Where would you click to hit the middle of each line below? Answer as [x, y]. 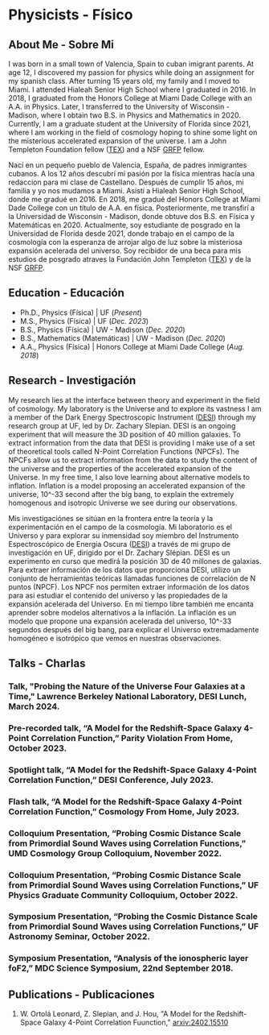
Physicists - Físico [71, 15]
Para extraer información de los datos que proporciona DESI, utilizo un [125, 569]
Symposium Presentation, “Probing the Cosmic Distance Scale [133, 917]
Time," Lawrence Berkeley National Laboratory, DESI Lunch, [128, 696]
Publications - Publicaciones [82, 994]
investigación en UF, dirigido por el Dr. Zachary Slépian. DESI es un [119, 553]
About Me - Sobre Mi [61, 45]
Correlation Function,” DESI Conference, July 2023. [111, 780]
